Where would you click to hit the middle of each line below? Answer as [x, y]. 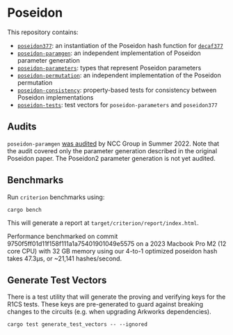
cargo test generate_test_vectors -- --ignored [78, 325]
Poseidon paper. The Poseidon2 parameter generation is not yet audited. [111, 158]
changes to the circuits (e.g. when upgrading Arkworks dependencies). [109, 312]
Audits [22, 127]
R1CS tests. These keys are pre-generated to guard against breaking [105, 304]
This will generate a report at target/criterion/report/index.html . [103, 223]
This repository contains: [43, 32]
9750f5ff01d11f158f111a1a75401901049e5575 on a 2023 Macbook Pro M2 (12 [117, 243]
